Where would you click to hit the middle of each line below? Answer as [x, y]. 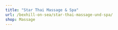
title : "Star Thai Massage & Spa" [42, 10]
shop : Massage [20, 19]
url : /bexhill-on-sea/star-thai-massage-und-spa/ [59, 15]
